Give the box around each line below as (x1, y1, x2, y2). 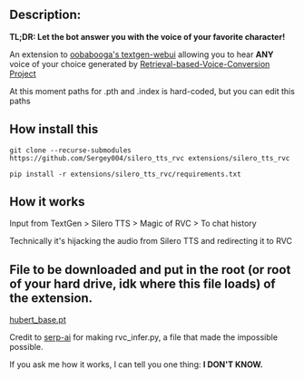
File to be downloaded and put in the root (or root (9, 262, 291, 277)
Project (9, 68, 36, 79)
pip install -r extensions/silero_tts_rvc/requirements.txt (9, 170, 242, 179)
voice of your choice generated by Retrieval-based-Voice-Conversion (9, 58, 270, 69)
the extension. (9, 290, 93, 306)
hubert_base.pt (9, 315, 66, 326)
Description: (9, 7, 82, 23)
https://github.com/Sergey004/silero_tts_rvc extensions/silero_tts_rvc (9, 153, 290, 162)
